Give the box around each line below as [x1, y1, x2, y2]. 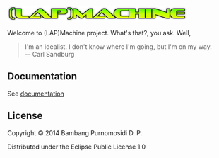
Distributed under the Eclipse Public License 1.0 [7, 142, 146, 151]
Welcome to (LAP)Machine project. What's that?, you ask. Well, [7, 29, 191, 37]
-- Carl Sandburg [24, 50, 75, 58]
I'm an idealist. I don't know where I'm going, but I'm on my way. [24, 43, 212, 51]
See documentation [7, 89, 65, 98]
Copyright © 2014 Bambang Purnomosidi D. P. [7, 128, 143, 137]
